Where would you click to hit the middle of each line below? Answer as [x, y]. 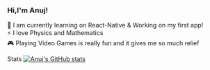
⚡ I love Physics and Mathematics [55, 33]
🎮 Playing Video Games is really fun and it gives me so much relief [103, 43]
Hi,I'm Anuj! [28, 10]
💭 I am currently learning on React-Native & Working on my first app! [105, 25]
